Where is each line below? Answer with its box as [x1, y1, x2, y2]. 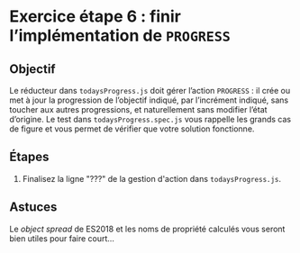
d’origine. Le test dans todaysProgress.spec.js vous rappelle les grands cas [9, 114, 291, 124]
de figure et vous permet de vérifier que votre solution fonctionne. [9, 123, 255, 134]
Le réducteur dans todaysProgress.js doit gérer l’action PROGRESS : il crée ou [9, 86, 291, 95]
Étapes [9, 149, 50, 165]
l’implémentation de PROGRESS [9, 25, 232, 46]
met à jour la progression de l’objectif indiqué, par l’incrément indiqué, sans [9, 95, 289, 105]
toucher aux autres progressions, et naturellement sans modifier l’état [9, 104, 268, 114]
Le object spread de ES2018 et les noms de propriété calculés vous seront [9, 223, 286, 234]
